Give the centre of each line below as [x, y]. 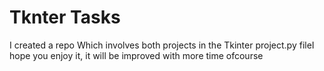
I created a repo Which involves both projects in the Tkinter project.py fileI [162, 45]
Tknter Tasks [65, 17]
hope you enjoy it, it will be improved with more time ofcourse [136, 55]
